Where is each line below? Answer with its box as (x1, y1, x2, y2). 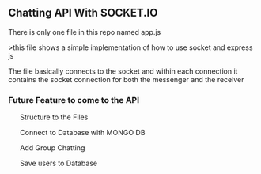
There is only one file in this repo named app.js (8, 27, 161, 36)
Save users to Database (19, 158, 97, 168)
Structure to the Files (19, 112, 89, 122)
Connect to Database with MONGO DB (19, 128, 146, 138)
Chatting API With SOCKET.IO (8, 6, 158, 20)
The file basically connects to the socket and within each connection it (8, 66, 238, 76)
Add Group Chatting (19, 143, 85, 153)
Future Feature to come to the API (8, 94, 140, 105)
